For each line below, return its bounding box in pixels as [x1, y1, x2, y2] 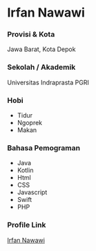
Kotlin [17, 166, 34, 174]
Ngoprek [17, 119, 43, 127]
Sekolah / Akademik [7, 62, 76, 72]
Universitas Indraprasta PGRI [7, 78, 90, 86]
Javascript [17, 188, 48, 196]
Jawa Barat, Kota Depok [7, 45, 76, 53]
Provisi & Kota [7, 30, 55, 39]
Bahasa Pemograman [7, 143, 81, 153]
